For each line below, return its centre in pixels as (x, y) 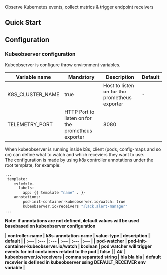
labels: (26, 188)
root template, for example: (33, 165)
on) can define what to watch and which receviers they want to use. (75, 155)
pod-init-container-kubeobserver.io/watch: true (74, 202)
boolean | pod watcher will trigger (116, 246)
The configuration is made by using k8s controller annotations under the (79, 160)
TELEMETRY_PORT (30, 125)
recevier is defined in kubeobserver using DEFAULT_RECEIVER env (75, 262)
